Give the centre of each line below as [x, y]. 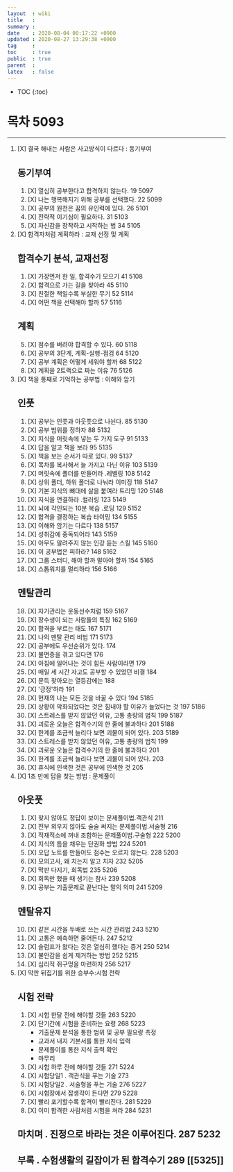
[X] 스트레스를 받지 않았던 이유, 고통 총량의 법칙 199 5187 [105, 715]
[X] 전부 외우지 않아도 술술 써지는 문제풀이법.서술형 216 [103, 827]
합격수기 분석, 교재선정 [63, 258]
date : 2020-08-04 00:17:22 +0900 [62, 33]
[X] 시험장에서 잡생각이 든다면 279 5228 [83, 1093]
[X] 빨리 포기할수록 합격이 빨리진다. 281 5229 [89, 1101]
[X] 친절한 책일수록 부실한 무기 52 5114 [80, 294]
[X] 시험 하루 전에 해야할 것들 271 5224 [81, 1066]
